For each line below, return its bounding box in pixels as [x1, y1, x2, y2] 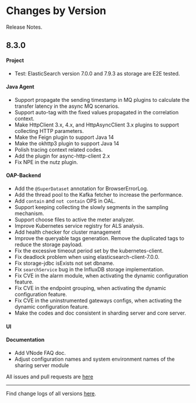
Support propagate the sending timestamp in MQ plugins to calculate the [14, 96, 190, 103]
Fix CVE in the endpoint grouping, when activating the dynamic [14, 284, 166, 291]
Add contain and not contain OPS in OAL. [14, 197, 116, 204]
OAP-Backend [6, 172, 41, 179]
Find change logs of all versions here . [6, 390, 96, 397]
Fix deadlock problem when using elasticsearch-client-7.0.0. [14, 253, 160, 260]
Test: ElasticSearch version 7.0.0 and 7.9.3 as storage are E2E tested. [14, 70, 180, 77]
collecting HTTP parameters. [14, 127, 84, 134]
